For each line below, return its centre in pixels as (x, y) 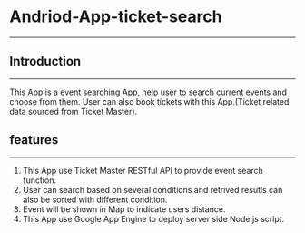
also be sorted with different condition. (95, 199)
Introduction (45, 61)
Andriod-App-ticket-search (116, 17)
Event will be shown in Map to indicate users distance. (124, 209)
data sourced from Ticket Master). (74, 111)
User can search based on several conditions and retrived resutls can (152, 189)
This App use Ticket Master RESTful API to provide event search (143, 170)
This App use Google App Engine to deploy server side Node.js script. (153, 218)
